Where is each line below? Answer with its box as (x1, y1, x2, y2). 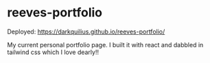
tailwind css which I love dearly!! (7, 48, 100, 56)
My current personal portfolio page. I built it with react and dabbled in (7, 40, 204, 49)
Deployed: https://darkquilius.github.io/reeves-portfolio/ (7, 27, 165, 36)
